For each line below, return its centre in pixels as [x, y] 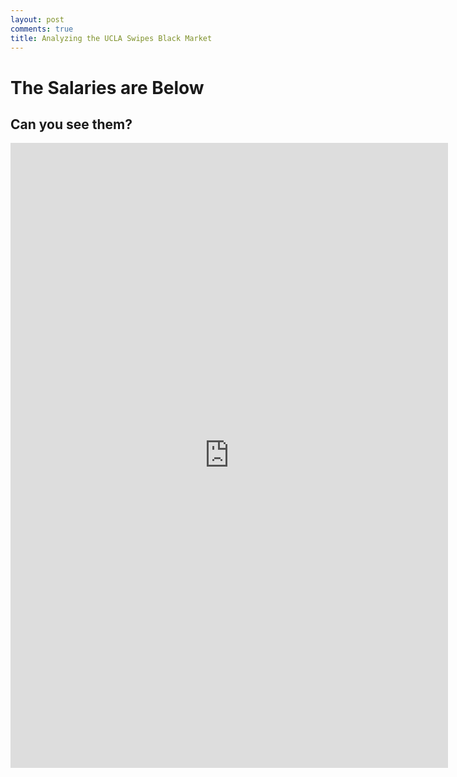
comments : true [42, 29]
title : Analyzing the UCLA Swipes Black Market [111, 38]
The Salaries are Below [107, 87]
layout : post [37, 19]
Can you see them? [71, 124]
